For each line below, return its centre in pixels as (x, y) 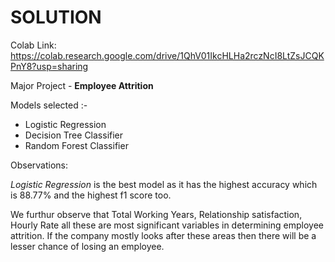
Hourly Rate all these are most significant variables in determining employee (167, 225)
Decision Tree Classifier (74, 135)
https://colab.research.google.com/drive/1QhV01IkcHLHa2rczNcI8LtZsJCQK (167, 55)
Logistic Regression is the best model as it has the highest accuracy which (164, 184)
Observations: (39, 165)
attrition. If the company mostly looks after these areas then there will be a (163, 235)
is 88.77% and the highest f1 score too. (91, 195)
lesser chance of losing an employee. (87, 246)
